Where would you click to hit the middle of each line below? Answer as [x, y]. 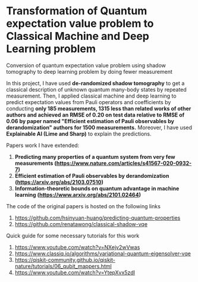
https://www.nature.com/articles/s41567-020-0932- [124, 163]
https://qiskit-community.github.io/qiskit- [65, 259]
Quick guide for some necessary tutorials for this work [73, 236]
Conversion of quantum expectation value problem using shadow [86, 65]
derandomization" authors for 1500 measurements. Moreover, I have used [99, 127]
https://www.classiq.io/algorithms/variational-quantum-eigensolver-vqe [103, 253]
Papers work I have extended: [43, 145]
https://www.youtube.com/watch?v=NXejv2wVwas [77, 247]
